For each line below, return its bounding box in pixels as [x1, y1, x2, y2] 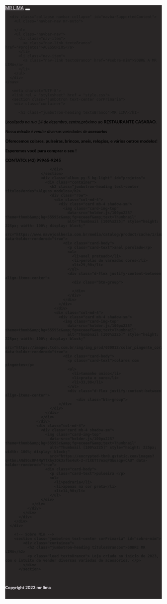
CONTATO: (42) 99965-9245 [5, 157, 61, 163]
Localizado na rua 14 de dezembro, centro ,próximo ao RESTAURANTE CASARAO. [5, 119, 157, 125]
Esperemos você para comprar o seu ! [5, 148, 77, 153]
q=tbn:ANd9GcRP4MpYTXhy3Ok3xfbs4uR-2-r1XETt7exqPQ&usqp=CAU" [5, 458, 135, 463]
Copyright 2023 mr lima [5, 585, 51, 590]
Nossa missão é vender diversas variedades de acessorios [5, 129, 107, 134]
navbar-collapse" [56, 14, 92, 19]
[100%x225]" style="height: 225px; [83, 445, 157, 450]
